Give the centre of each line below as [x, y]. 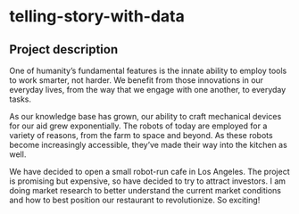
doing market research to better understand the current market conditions [145, 190]
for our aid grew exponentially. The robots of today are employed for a [138, 126]
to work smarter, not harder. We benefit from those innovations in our [137, 80]
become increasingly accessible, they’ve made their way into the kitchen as [148, 145]
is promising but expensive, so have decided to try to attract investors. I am [148, 181]
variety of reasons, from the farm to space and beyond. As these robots [141, 135]
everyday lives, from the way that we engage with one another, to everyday [148, 90]
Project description [64, 49]
